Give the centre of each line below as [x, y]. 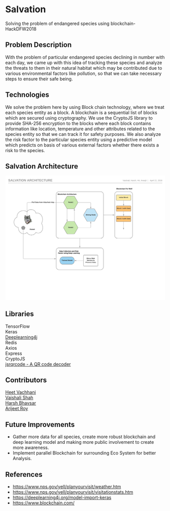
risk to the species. [25, 150]
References [24, 474]
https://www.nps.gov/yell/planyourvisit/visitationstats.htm [73, 492]
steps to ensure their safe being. [39, 79]
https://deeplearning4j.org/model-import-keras [62, 497]
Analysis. [22, 459]
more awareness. [31, 448]
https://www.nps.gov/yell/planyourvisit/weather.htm [67, 487]
